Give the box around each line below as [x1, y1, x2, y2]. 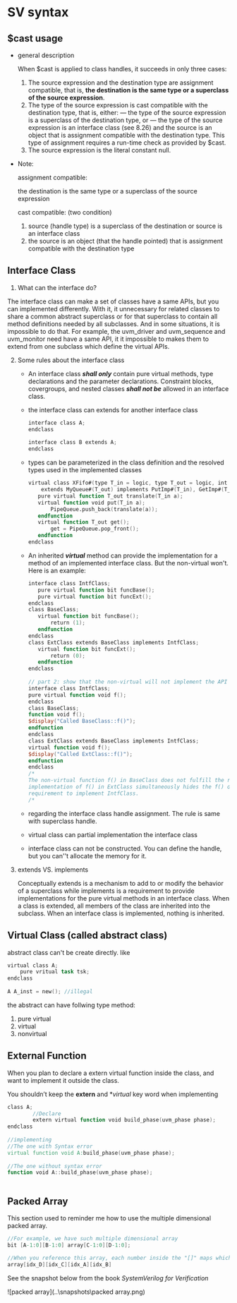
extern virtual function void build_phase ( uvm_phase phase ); [32, 1117, 217, 1124]
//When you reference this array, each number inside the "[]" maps [7, 1254, 213, 1261]
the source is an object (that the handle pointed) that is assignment [28, 237, 224, 245]
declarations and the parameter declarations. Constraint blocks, [28, 377, 214, 385]
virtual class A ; [7, 961, 59, 969]
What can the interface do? [17, 283, 97, 292]
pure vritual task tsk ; [20, 968, 90, 975]
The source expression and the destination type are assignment [28, 78, 214, 87]
